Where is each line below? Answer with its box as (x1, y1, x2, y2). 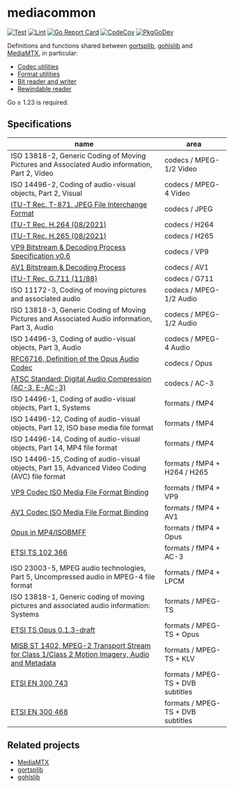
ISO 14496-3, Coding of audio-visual (10, 333, 136, 343)
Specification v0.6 (10, 251, 71, 261)
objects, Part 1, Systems (10, 402, 91, 412)
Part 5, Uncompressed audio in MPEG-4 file (10, 572, 155, 582)
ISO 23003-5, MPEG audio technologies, (10, 563, 146, 573)
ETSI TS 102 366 (10, 547, 68, 557)
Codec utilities (17, 62, 59, 70)
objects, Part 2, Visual (10, 188, 82, 198)
